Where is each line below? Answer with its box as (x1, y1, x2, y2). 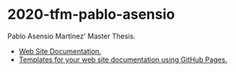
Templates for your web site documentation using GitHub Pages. (18, 55, 228, 64)
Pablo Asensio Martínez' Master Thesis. (7, 31, 136, 41)
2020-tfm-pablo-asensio (7, 5, 176, 23)
